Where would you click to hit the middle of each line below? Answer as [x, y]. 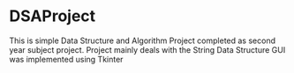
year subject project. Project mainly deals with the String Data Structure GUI [147, 49]
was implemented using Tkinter [66, 59]
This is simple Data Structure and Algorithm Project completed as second [143, 40]
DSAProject [53, 16]
